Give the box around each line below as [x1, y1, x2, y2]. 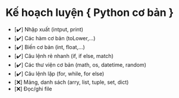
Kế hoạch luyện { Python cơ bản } [5, 6, 174, 19]
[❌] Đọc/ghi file [14, 85, 52, 92]
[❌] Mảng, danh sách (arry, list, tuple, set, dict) [14, 79, 129, 86]
